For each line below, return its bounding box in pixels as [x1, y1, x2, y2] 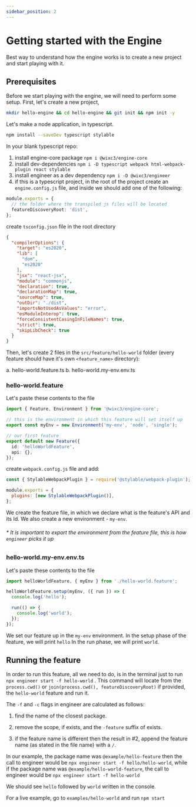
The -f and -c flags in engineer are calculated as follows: [6, 701, 145, 708]
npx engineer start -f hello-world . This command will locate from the [6, 677, 181, 684]
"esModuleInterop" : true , [16, 310, 81, 317]
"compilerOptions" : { [11, 240, 65, 246]
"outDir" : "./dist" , [16, 300, 67, 306]
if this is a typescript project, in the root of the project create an [14, 178, 169, 186]
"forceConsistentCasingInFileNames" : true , [16, 316, 125, 322]
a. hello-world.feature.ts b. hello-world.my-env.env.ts [6, 366, 135, 374]
